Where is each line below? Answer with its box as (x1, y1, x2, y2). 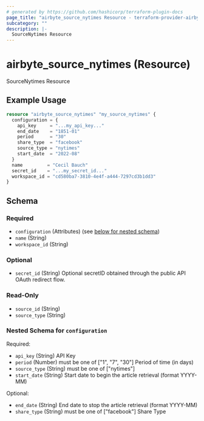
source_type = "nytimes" (17, 145, 80, 152)
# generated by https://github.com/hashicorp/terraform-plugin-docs (6, 8, 183, 15)
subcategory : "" (6, 20, 47, 26)
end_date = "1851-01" (17, 128, 80, 134)
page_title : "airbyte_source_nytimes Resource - (6, 15, 132, 21)
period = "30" (17, 134, 67, 140)
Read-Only (6, 291, 39, 300)
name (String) (15, 234, 47, 241)
